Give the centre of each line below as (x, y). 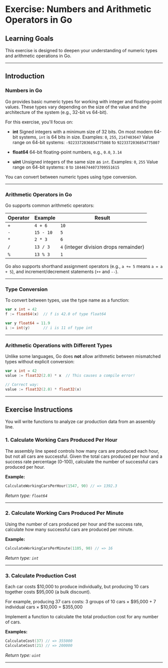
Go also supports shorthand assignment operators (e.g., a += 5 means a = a (84, 266)
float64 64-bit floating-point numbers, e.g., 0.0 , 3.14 (67, 152)
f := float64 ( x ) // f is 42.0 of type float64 (56, 314)
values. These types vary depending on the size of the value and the (76, 107)
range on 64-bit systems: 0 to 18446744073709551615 (66, 167)
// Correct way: (22, 384)
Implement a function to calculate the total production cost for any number (82, 617)
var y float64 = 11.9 (28, 323)
